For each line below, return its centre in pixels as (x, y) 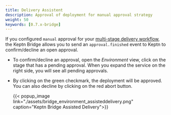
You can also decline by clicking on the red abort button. (72, 86)
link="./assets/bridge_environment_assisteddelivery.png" (73, 102)
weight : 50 (17, 20)
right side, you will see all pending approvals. (60, 71)
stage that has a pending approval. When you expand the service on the (89, 65)
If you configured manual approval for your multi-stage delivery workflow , (83, 39)
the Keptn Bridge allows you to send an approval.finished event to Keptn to (85, 45)
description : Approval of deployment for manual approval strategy (79, 15)
